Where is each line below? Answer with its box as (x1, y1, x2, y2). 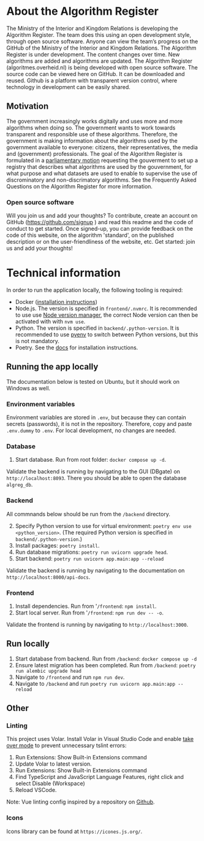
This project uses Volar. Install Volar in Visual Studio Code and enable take (6, 735, 194, 743)
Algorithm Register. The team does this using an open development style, (6, 31, 192, 38)
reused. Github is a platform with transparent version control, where (6, 77, 178, 84)
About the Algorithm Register (6, 4, 159, 18)
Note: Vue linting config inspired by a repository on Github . (6, 798, 155, 805)
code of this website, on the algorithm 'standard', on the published (6, 231, 174, 239)
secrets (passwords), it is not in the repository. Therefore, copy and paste (6, 420, 192, 428)
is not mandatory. (15, 337, 60, 344)
